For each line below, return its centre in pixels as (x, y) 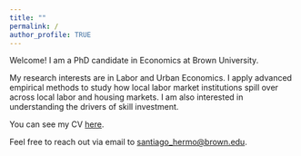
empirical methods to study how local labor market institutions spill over (144, 88)
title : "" (28, 18)
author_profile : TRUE (50, 34)
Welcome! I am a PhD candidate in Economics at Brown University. (134, 61)
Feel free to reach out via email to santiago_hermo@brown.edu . (128, 142)
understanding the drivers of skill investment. (94, 107)
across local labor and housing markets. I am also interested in (126, 97)
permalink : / (34, 26)
